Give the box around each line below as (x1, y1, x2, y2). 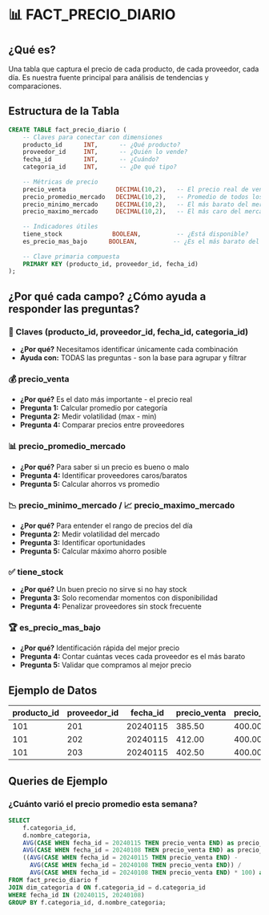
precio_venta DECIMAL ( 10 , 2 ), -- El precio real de (22, 185, 249, 193)
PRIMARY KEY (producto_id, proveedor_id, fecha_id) (22, 260, 199, 268)
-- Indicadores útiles (22, 223, 98, 231)
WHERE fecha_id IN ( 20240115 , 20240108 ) (8, 891, 146, 899)
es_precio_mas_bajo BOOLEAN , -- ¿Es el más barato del (22, 237, 260, 245)
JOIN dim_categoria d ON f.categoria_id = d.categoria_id (8, 883, 206, 892)
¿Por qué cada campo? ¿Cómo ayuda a (8, 289, 207, 303)
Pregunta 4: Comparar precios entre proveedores (19, 420, 185, 430)
